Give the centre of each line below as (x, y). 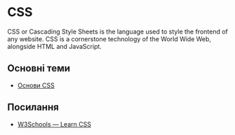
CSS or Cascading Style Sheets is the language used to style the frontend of (117, 31)
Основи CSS (36, 85)
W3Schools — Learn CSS (54, 124)
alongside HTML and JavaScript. (54, 46)
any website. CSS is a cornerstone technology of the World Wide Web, (109, 38)
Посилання (33, 107)
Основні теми (39, 68)
